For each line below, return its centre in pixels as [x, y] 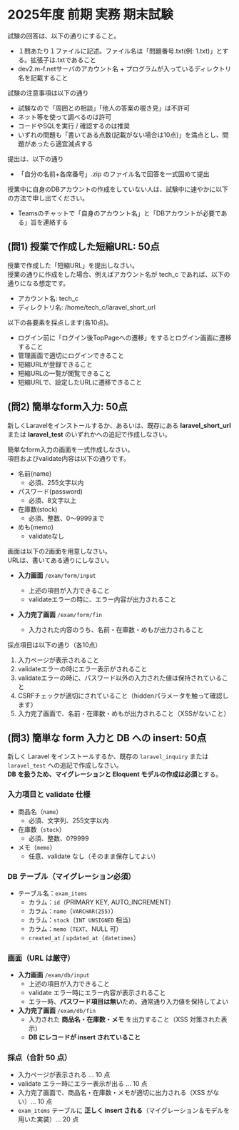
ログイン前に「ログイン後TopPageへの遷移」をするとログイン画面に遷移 [124, 337]
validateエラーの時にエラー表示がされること [82, 668]
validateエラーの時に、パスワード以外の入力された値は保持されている [120, 678]
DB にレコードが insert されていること [85, 1037]
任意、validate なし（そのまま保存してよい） [94, 856]
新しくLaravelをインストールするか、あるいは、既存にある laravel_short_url [119, 425]
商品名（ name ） [40, 811]
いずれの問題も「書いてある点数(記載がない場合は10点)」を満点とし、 [120, 134]
